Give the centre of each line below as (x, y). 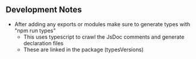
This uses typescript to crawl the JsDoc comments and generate (104, 37)
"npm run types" (35, 30)
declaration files (43, 43)
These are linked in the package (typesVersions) (84, 49)
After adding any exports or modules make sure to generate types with (102, 24)
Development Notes (44, 10)
